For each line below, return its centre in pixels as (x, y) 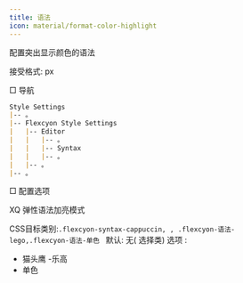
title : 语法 (30, 17)
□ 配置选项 (30, 191)
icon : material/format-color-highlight (83, 26)
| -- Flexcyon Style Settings (63, 124)
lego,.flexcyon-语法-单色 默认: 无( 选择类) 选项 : (98, 240)
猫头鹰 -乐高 (45, 259)
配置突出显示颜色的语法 (52, 52)
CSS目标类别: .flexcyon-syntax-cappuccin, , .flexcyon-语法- (122, 229)
